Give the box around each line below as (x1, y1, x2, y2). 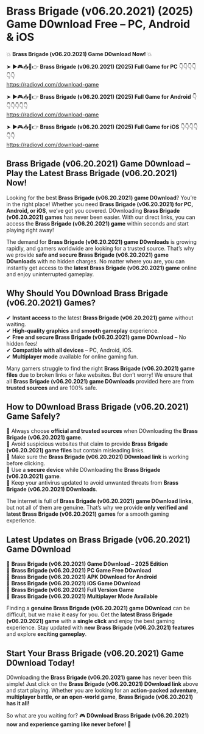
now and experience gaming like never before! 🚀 (6, 721, 132, 728)
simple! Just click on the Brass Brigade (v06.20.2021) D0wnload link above (6, 680, 199, 687)
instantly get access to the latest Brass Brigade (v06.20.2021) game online (6, 264, 197, 271)
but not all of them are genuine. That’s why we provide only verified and (6, 504, 188, 511)
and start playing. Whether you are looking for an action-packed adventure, (6, 687, 199, 694)
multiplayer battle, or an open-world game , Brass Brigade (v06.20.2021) (6, 693, 194, 700)
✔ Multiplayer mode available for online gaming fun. (6, 352, 138, 360)
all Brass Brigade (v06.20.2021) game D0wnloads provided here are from (6, 377, 194, 385)
